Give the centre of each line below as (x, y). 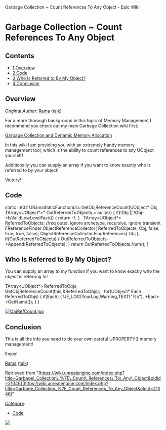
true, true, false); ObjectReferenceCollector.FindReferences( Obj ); (72, 233)
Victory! (13, 179)
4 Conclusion (26, 83)
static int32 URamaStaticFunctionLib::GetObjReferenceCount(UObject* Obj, (82, 207)
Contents (20, 56)
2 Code (20, 73)
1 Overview (24, 68)
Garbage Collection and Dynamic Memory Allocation (59, 135)
